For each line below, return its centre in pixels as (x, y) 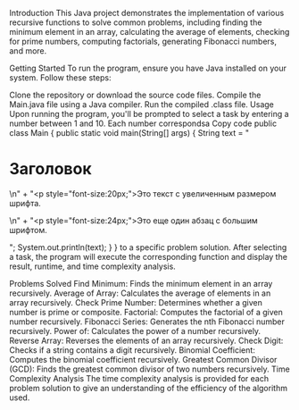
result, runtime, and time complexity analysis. (92, 266)
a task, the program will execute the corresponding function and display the (149, 256)
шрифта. (25, 203)
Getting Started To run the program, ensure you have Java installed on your (148, 68)
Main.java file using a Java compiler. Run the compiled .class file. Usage (141, 105)
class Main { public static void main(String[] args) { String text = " (129, 133)
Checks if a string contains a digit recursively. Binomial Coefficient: (133, 350)
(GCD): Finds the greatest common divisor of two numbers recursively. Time (149, 369)
